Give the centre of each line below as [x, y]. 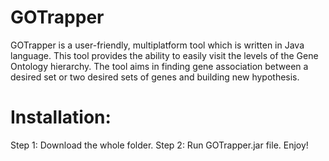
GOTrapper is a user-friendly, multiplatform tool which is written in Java [157, 45]
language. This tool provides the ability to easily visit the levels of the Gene [164, 55]
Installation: [61, 117]
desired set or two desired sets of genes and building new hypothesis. [155, 77]
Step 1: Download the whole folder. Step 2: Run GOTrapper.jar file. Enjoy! [159, 145]
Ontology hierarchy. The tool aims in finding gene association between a [159, 66]
